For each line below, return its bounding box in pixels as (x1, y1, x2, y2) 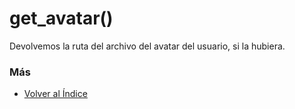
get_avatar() (9, 7, 114, 30)
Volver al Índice (23, 88, 88, 100)
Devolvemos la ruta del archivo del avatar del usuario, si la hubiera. (9, 40, 286, 52)
